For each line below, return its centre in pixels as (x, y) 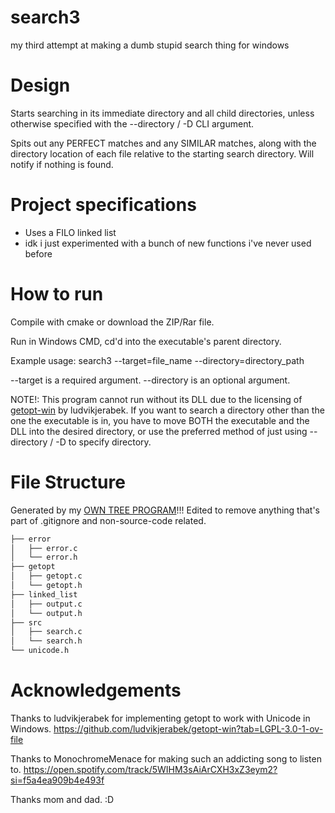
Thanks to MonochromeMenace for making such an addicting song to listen (166, 759)
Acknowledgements (96, 690)
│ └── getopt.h (46, 586)
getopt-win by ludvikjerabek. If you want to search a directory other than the (167, 410)
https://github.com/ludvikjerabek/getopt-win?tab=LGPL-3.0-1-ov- (188, 729)
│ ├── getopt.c (46, 576)
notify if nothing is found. (62, 164)
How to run (57, 294)
